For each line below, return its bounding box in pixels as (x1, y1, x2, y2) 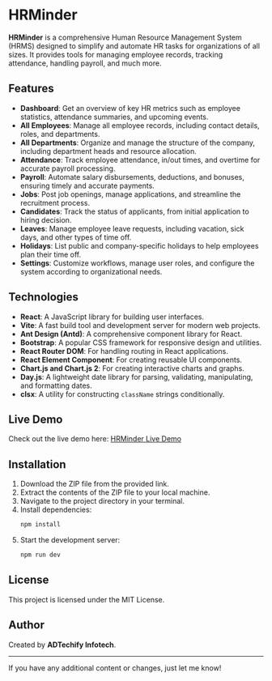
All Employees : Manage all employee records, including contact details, (19, 120, 261, 130)
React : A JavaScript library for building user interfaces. (19, 312, 205, 321)
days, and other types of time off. (19, 232, 132, 242)
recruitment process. (19, 198, 91, 207)
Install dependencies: (19, 504, 92, 515)
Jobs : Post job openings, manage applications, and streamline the (19, 189, 241, 199)
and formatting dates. (19, 381, 93, 390)
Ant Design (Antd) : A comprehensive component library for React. (19, 329, 243, 338)
